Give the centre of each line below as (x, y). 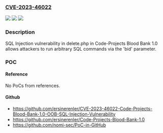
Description (20, 32)
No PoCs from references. (33, 85)
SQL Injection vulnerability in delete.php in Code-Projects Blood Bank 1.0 (81, 43)
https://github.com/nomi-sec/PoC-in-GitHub (59, 125)
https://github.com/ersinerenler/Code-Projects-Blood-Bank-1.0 (79, 119)
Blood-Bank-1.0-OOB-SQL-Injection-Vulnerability (64, 114)
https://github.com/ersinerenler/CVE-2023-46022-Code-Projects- (83, 108)
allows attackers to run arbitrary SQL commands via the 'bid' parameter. (81, 49)
